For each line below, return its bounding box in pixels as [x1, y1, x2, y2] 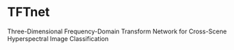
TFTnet [7, 4, 50, 20]
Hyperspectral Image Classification [7, 34, 109, 42]
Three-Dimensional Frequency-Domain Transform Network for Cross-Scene [7, 27, 227, 35]
